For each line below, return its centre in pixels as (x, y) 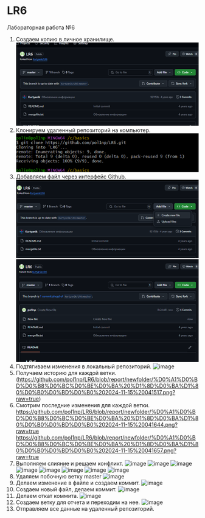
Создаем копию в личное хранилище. (65, 39)
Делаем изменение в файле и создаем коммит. (78, 483)
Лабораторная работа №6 (41, 27)
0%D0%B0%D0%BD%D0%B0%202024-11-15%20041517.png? (96, 393)
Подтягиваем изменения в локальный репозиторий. (83, 366)
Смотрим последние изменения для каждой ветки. (83, 405)
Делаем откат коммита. (47, 496)
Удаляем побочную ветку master (59, 477)
